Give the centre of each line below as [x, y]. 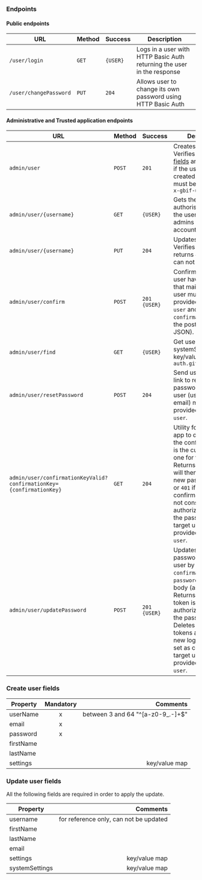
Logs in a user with [163, 49]
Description [165, 39]
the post [185, 325]
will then [185, 473]
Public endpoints [28, 23]
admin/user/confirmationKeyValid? [59, 478]
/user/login [26, 61]
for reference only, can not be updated [113, 819]
